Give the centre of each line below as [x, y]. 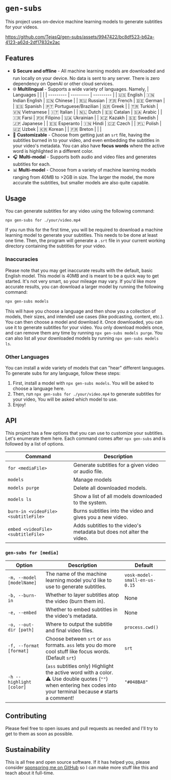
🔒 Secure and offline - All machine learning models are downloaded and [89, 71]
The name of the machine [76, 574]
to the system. [90, 503]
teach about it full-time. [30, 773]
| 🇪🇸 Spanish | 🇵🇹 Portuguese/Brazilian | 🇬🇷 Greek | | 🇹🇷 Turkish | [85, 106]
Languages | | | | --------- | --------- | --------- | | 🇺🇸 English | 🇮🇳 [83, 95]
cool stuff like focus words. [78, 652]
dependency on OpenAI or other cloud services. [63, 83]
